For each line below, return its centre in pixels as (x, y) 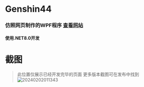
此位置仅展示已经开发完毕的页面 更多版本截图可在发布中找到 (78, 74)
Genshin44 (29, 9)
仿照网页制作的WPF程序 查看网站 (44, 26)
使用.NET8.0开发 (22, 38)
